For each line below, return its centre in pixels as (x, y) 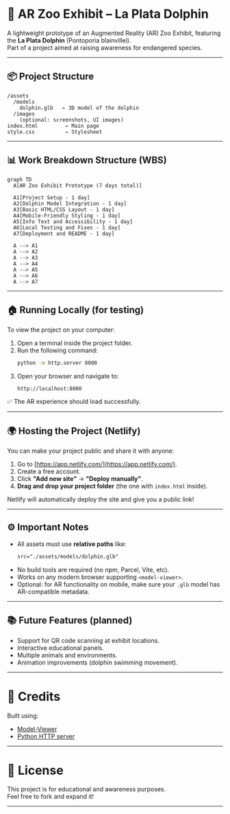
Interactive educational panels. (60, 648)
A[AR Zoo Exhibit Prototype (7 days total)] (78, 185)
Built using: (23, 715)
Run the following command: (57, 350)
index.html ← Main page (53, 126)
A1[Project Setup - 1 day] (52, 197)
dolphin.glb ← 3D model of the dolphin (79, 108)
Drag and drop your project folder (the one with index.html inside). (112, 486)
